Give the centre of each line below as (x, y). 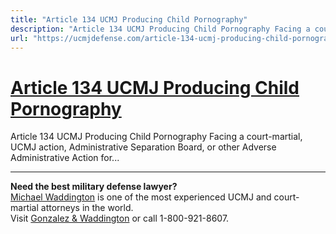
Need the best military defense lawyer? (94, 187)
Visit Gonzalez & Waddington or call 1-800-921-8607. (120, 218)
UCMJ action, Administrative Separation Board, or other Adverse (143, 147)
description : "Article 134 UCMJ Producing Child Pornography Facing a (160, 29)
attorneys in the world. (87, 208)
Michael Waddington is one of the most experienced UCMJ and (141, 197)
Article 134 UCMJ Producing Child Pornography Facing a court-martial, (156, 137)
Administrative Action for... (65, 158)
